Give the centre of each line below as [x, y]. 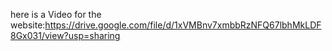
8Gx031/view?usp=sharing [65, 35]
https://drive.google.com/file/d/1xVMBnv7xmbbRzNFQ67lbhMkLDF [183, 25]
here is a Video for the [56, 14]
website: [28, 25]
